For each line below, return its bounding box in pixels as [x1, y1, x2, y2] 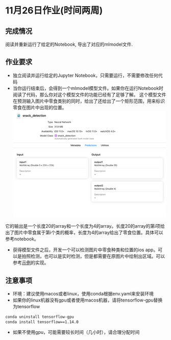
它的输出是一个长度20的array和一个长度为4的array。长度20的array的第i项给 [5, 223, 165, 229]
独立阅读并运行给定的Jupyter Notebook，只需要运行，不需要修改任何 [12, 72, 158, 78]
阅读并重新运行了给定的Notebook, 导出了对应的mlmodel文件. [5, 42, 133, 47]
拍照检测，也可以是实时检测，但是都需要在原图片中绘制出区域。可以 [21, 253, 165, 259]
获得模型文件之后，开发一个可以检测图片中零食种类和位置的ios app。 [12, 247, 158, 253]
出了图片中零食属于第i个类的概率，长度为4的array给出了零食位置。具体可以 [5, 229, 163, 236]
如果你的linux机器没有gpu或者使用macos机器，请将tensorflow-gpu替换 [12, 297, 163, 303]
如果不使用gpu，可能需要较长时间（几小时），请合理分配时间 [12, 329, 140, 335]
